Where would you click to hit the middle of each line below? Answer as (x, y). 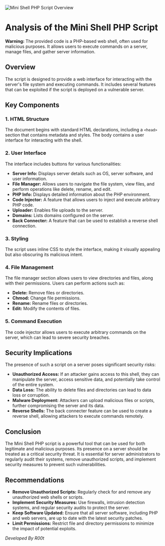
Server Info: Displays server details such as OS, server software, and (83, 173)
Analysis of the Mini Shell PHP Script (82, 28)
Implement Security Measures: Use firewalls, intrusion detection (79, 503)
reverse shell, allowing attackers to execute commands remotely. (78, 416)
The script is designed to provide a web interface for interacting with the (79, 79)
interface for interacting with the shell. (44, 140)
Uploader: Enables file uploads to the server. (58, 210)
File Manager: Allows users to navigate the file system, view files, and (83, 184)
